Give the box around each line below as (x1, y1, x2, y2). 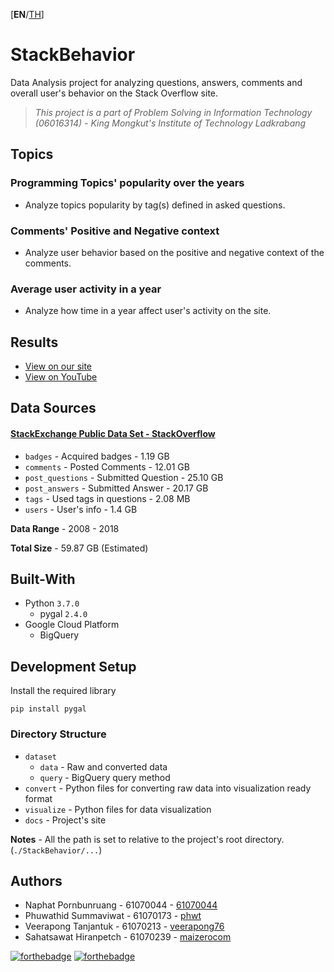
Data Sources (10, 400, 97, 417)
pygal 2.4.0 (39, 608, 88, 620)
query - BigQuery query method (39, 771, 171, 783)
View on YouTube (24, 371, 98, 383)
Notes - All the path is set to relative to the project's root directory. (10, 833, 285, 845)
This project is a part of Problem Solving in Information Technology (34, 106, 313, 118)
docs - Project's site (24, 814, 107, 826)
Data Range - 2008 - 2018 (10, 522, 120, 534)
